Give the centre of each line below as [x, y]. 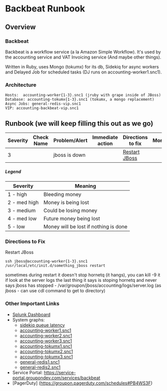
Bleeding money [62, 194]
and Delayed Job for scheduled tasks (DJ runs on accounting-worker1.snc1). [83, 72]
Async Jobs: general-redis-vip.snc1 [43, 104]
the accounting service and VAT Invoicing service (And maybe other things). [83, 57]
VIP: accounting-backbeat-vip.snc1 [42, 108]
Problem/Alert [71, 140]
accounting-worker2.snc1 [46, 335]
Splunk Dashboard [31, 314]
